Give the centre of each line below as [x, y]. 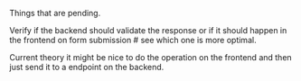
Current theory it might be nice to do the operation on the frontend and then [150, 57]
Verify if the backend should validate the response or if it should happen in [148, 30]
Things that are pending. [55, 13]
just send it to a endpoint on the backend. [87, 67]
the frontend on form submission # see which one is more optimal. [133, 40]
